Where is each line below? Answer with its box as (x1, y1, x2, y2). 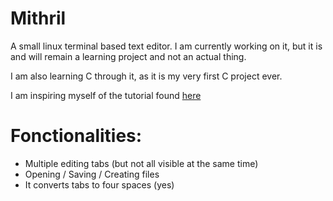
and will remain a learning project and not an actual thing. (10, 50, 247, 62)
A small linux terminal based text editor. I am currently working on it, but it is (10, 40, 323, 52)
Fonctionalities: (10, 125, 143, 147)
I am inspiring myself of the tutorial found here (10, 89, 202, 101)
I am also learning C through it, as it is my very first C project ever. (10, 70, 283, 82)
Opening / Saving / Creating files (24, 168, 160, 180)
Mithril (10, 7, 67, 30)
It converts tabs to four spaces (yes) (24, 178, 175, 191)
